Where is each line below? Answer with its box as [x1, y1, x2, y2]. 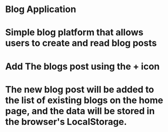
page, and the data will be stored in [5, 105, 155, 117]
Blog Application [5, 4, 77, 15]
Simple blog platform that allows [5, 27, 144, 38]
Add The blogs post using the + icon [5, 61, 160, 72]
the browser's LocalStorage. [5, 116, 127, 127]
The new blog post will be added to [5, 83, 154, 95]
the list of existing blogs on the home [5, 95, 163, 106]
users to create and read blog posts [5, 37, 157, 49]
